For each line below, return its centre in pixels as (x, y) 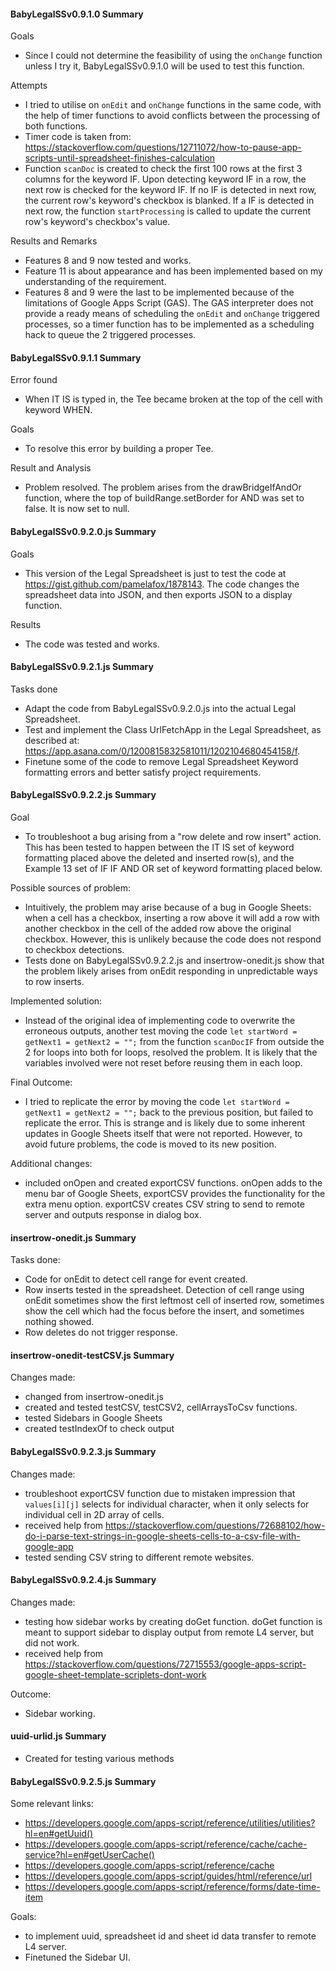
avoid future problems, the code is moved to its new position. (150, 1144)
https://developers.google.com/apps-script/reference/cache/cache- (166, 1844)
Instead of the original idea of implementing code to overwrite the (160, 1021)
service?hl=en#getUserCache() (89, 1855)
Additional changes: (51, 1164)
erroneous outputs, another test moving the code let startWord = (161, 1031)
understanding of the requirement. (95, 282)
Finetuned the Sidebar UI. (77, 1957)
